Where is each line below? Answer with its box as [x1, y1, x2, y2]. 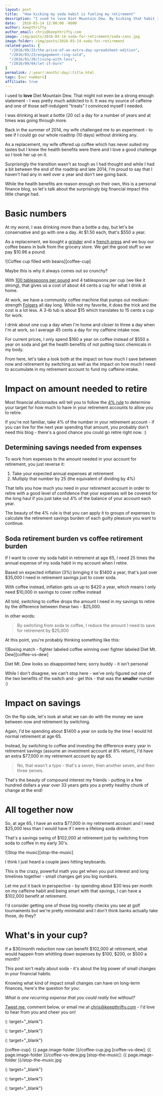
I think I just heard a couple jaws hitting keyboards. [5, 859, 107, 865]
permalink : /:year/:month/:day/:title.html [5, 70, 95, 75]
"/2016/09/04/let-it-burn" [9, 61, 64, 66]
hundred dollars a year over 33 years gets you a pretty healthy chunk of [5, 782, 149, 788]
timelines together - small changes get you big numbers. [5, 873, 118, 879]
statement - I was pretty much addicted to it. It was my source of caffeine [5, 97, 152, 103]
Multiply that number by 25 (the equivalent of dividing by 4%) [12, 476, 135, 482]
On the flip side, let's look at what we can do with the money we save [5, 714, 144, 720]
